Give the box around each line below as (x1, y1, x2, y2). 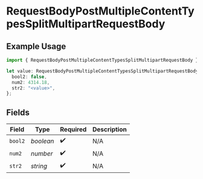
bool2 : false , (11, 74, 47, 80)
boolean (30, 137, 54, 145)
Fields (6, 107, 30, 117)
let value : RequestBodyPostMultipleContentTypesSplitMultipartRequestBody (6, 68, 199, 74)
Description (92, 125, 127, 134)
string (30, 161, 47, 170)
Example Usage (6, 41, 66, 51)
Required (60, 125, 87, 134)
